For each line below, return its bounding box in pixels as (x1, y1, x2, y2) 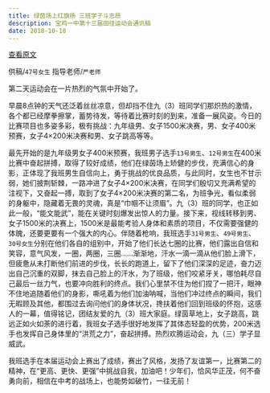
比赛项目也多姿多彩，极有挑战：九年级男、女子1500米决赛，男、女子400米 (8, 121, 256, 131)
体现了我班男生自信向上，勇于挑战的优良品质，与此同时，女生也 (29, 168, 241, 178)
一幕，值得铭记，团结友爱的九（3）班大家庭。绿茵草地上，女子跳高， (22, 309, 252, 318)
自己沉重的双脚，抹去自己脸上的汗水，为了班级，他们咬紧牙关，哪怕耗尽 (14, 268, 255, 278)
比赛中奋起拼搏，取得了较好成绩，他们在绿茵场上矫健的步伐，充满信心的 (8, 158, 247, 168)
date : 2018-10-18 (8, 27, 67, 35)
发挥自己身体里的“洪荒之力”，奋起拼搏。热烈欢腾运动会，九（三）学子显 (22, 329, 261, 338)
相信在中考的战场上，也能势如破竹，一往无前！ (35, 376, 191, 386)
